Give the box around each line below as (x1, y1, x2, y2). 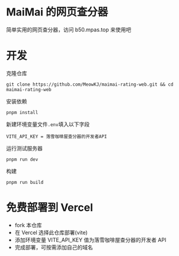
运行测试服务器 (6, 144, 43, 151)
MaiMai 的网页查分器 (6, 5, 108, 19)
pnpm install (6, 109, 39, 115)
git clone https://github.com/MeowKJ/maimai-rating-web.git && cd (6, 81, 174, 88)
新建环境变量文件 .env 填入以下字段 (6, 121, 90, 128)
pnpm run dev (6, 156, 39, 163)
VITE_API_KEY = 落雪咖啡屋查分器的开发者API (6, 134, 107, 140)
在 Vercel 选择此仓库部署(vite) (14, 229, 88, 236)
